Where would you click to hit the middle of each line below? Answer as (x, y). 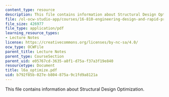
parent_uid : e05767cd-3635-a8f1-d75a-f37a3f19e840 (59, 61)
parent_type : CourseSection (35, 56)
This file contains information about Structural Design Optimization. (75, 89)
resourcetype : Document (30, 65)
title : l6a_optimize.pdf (31, 70)
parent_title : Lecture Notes (36, 51)
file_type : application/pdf (35, 28)
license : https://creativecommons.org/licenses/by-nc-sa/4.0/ (72, 42)
